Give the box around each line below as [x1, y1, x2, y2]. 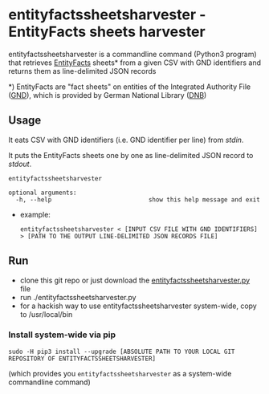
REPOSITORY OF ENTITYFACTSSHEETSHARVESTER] [8, 355, 157, 363]
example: [19, 209, 51, 219]
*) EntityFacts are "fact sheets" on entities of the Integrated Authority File [8, 82, 251, 91]
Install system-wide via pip [8, 329, 116, 340]
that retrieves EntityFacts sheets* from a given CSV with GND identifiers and [8, 58, 262, 67]
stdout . [8, 159, 32, 169]
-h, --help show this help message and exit [15, 195, 261, 204]
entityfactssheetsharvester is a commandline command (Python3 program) [8, 49, 257, 59]
